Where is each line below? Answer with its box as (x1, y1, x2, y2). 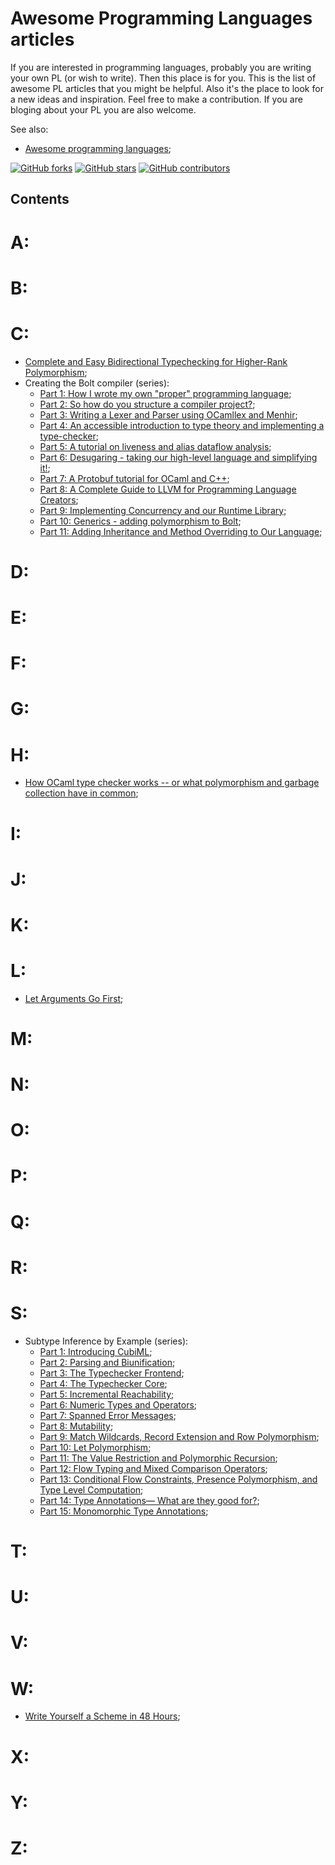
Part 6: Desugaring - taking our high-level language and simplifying (39, 451, 318, 463)
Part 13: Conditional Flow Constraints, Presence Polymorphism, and (39, 1473, 318, 1485)
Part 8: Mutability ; (39, 1420, 114, 1432)
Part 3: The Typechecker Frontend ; (39, 1367, 185, 1379)
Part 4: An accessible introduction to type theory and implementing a (39, 419, 325, 431)
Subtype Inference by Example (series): (24, 1335, 189, 1347)
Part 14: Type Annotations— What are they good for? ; (39, 1494, 260, 1506)
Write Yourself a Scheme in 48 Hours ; (24, 1710, 181, 1722)
